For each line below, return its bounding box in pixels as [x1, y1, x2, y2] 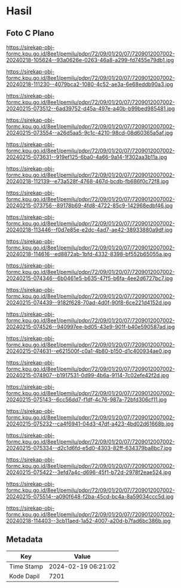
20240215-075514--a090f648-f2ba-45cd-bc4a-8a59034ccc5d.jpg [6, 493, 174, 500]
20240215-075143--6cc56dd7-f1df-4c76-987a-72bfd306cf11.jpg [6, 396, 167, 403]
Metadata [6, 534, 43, 544]
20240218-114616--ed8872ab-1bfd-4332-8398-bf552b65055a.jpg [6, 251, 171, 257]
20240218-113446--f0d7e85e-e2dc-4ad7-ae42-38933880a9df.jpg [6, 226, 173, 233]
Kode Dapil [9, 572, 40, 580]
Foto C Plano [6, 28, 54, 38]
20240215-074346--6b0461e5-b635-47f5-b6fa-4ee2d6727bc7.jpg [6, 275, 173, 282]
